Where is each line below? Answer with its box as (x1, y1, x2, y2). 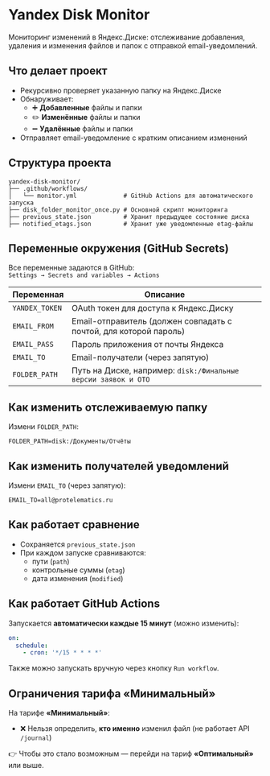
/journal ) (19, 733, 52, 742)
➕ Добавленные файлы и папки (31, 102, 142, 112)
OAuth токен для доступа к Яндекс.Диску (72, 303, 234, 314)
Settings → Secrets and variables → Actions (8, 271, 160, 279)
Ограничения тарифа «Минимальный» (8, 687, 216, 700)
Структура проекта (8, 156, 112, 170)
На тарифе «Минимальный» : (8, 708, 110, 718)
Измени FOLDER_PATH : (8, 422, 79, 431)
